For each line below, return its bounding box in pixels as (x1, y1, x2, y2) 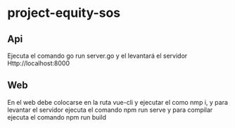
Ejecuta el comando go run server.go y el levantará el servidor (7, 51, 188, 60)
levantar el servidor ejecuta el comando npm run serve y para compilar (7, 105, 213, 114)
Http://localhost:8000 (7, 59, 70, 68)
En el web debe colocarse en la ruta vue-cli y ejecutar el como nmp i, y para (7, 98, 229, 106)
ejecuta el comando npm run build (7, 113, 107, 121)
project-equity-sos (7, 5, 121, 21)
